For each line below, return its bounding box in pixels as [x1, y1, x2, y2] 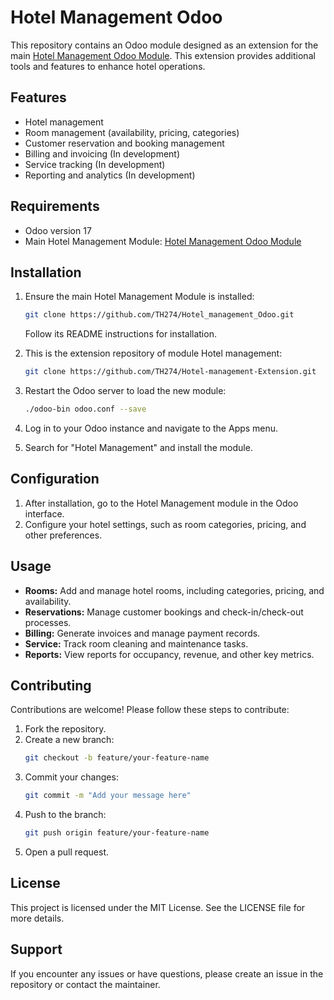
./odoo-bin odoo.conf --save [24, 404, 147, 415]
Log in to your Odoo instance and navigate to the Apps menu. [24, 422, 279, 434]
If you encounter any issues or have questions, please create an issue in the [10, 967, 324, 980]
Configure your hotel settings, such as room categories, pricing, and [24, 518, 307, 530]
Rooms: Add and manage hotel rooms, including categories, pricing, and [24, 584, 325, 596]
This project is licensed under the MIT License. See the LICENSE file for [10, 901, 306, 913]
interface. [24, 507, 65, 520]
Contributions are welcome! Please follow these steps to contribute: [10, 704, 290, 716]
